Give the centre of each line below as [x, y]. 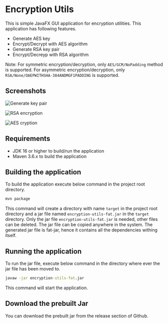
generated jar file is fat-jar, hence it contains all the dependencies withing [81, 230]
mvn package [18, 199]
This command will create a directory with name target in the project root [81, 209]
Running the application [44, 251]
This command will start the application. [47, 288]
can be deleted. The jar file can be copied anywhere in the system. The [79, 225]
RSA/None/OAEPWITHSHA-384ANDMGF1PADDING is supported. [62, 75]
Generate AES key [31, 38]
